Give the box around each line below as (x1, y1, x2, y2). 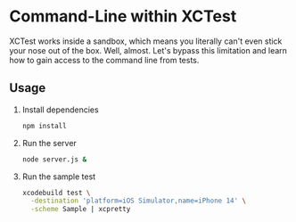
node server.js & (21, 154, 87, 164)
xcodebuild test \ (21, 188, 91, 197)
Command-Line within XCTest (9, 6, 237, 27)
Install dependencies (21, 104, 100, 115)
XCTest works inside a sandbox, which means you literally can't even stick (9, 36, 283, 46)
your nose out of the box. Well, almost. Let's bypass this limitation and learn (9, 45, 288, 55)
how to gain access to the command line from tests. (9, 54, 200, 65)
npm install (21, 121, 67, 130)
